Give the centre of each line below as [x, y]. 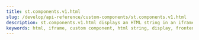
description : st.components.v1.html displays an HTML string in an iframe [100, 22]
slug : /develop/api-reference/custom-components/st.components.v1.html [96, 17]
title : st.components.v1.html [44, 11]
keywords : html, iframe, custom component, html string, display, [90, 28]
